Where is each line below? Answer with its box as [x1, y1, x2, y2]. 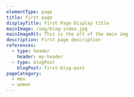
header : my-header [17, 54, 63, 60]
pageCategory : [6, 70, 42, 77]
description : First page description [6, 37, 101, 43]
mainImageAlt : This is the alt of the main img [6, 31, 129, 37]
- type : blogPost [11, 59, 56, 65]
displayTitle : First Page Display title [6, 20, 110, 26]
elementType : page [6, 8, 53, 15]
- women [11, 82, 31, 88]
